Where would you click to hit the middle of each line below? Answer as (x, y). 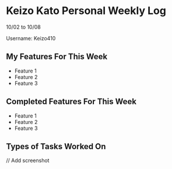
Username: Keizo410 (31, 38)
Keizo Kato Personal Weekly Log (86, 11)
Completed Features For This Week (71, 101)
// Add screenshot (28, 161)
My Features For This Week (57, 57)
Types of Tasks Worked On (56, 146)
